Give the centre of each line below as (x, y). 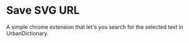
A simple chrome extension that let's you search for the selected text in (95, 27)
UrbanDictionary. (27, 33)
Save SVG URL (43, 10)
